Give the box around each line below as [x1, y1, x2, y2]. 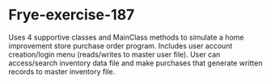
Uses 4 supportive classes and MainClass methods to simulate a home [8, 32, 244, 42]
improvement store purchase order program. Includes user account [8, 40, 233, 50]
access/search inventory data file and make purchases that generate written [8, 58, 263, 68]
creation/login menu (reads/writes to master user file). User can [8, 49, 221, 59]
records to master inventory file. [8, 66, 116, 76]
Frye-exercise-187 [8, 6, 135, 24]
